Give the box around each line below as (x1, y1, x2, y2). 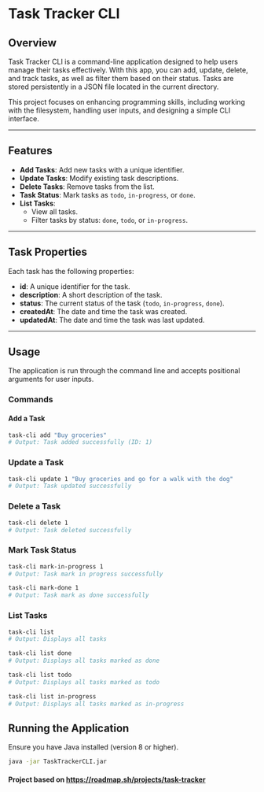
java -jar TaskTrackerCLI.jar (8, 757, 108, 766)
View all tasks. (31, 206, 79, 217)
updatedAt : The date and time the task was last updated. (19, 315, 205, 324)
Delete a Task (8, 501, 61, 512)
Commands (8, 394, 53, 405)
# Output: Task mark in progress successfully (8, 570, 163, 578)
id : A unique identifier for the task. (19, 281, 131, 291)
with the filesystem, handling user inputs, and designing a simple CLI (8, 105, 231, 115)
